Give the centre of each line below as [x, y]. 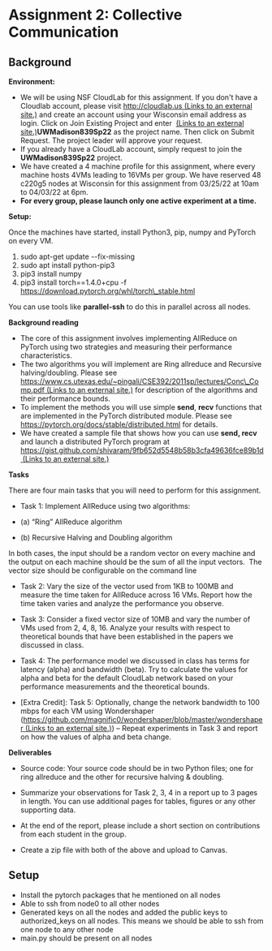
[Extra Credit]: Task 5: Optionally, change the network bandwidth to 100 [140, 702]
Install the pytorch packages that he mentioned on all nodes [120, 895]
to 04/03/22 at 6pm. [54, 192]
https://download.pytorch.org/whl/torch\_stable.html [108, 291]
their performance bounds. [65, 398]
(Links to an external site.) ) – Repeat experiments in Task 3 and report [142, 728]
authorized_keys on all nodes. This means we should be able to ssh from [142, 921]
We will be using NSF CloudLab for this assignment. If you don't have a [139, 97]
